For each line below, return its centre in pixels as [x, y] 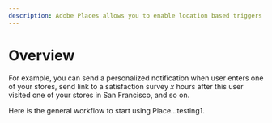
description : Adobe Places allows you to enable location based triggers [136, 16]
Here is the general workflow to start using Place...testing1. [106, 110]
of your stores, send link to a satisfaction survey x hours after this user [126, 86]
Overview [42, 55]
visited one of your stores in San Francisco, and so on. [99, 95]
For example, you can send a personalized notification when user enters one [136, 78]
